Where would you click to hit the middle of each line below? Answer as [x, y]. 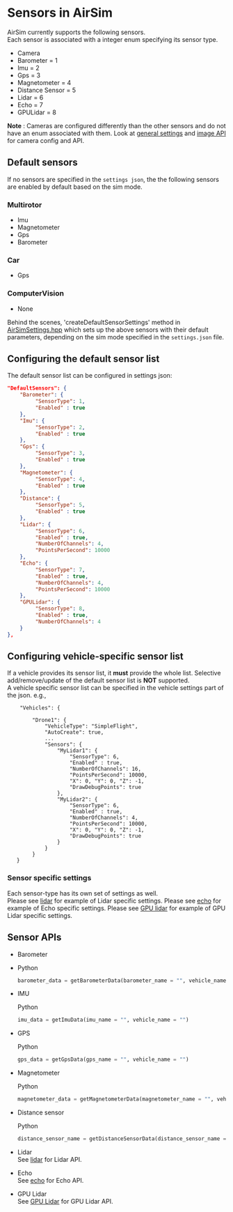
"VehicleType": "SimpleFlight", [91, 726]
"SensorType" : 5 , [60, 505]
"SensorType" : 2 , [60, 427]
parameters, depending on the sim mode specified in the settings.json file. [116, 337]
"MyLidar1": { [77, 751]
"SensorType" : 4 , [60, 479]
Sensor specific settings [49, 878]
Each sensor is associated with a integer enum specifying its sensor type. [113, 39]
